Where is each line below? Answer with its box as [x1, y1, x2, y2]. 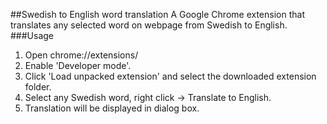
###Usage [10, 30, 55, 41]
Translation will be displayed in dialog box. [24, 102, 200, 114]
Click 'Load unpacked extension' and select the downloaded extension [24, 70, 317, 82]
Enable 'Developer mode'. [24, 60, 132, 71]
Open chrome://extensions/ [24, 49, 139, 61]
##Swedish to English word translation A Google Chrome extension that [10, 9, 305, 20]
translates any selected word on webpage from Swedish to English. [10, 19, 288, 31]
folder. [24, 81, 52, 93]
